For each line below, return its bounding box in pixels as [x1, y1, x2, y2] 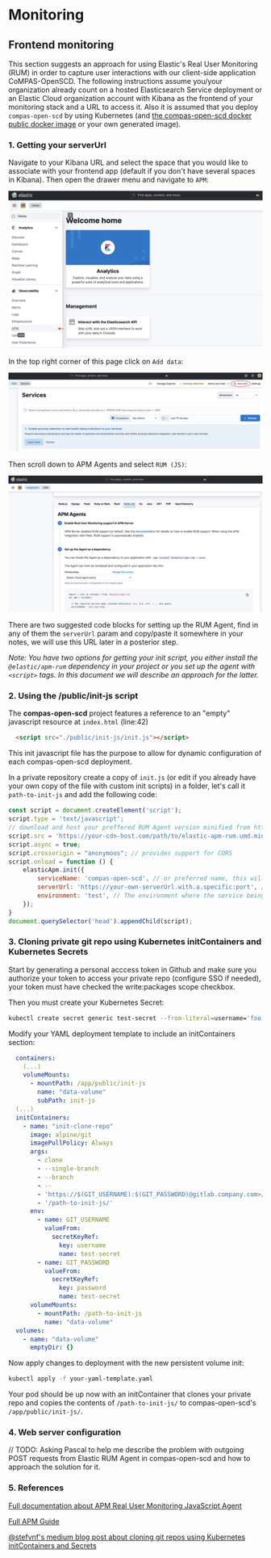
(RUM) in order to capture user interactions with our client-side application [8, 68, 256, 78]
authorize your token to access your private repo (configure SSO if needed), [8, 973, 261, 983]
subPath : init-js [37, 1097, 95, 1105]
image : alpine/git [29, 1131, 92, 1139]
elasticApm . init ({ [23, 866, 85, 874]
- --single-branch [37, 1165, 99, 1173]
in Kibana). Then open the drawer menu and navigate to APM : [8, 175, 209, 185]
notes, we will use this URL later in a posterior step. [8, 637, 179, 647]
